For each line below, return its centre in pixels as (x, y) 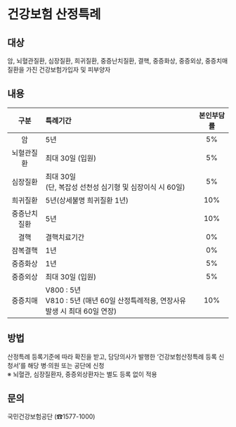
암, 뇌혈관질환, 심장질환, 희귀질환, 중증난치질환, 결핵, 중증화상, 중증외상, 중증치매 (118, 61)
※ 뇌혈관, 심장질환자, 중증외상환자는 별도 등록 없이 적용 (82, 374)
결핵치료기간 (65, 237)
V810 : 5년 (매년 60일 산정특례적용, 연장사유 (116, 300)
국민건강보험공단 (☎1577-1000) (51, 416)
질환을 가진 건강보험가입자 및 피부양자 (59, 70)
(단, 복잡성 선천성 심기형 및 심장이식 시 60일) (115, 187)
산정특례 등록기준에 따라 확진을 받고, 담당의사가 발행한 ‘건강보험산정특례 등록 (112, 357)
